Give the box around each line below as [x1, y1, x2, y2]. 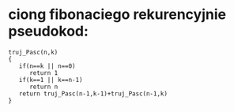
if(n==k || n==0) [18, 62, 77, 70]
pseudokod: [8, 22, 89, 40]
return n [28, 83, 58, 91]
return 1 [28, 69, 58, 77]
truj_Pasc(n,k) [8, 48, 58, 56]
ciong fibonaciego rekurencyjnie [8, 6, 227, 24]
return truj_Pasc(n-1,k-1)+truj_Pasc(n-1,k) [18, 89, 168, 98]
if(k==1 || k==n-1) [18, 76, 83, 84]
